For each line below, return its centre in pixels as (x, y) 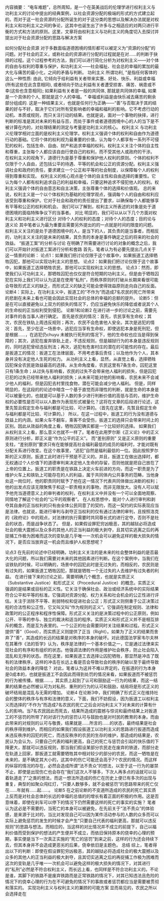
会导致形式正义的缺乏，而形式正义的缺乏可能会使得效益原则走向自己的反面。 (82, 286)
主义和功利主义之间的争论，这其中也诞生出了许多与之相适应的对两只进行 (82, 25)
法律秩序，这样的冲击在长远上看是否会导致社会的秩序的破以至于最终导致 (86, 662)
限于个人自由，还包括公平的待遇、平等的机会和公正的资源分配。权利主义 (82, 164)
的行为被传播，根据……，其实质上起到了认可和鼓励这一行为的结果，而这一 (79, 680)
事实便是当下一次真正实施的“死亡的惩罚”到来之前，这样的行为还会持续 (84, 839)
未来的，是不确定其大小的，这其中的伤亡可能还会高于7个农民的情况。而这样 (81, 760)
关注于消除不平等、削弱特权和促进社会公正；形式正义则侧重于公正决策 (84, 601)
